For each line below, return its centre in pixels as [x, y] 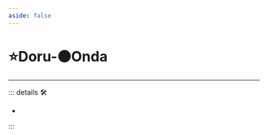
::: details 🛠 [28, 92]
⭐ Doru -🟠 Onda [58, 56]
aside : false [30, 16]
